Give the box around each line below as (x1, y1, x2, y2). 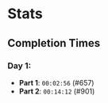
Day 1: (7, 60, 32, 71)
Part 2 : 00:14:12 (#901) (18, 86, 95, 96)
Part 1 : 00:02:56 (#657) (18, 78, 94, 87)
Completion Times (7, 36, 101, 50)
